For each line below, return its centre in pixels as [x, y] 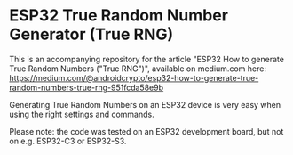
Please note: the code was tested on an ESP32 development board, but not [146, 131]
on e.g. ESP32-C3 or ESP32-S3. [68, 141]
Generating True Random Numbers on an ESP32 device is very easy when [145, 104]
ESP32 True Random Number [119, 16]
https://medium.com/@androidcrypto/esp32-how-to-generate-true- [134, 77]
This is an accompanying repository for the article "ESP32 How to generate [146, 59]
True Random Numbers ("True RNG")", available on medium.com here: [138, 69]
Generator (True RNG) [91, 34]
